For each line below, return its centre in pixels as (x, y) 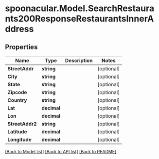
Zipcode (17, 92)
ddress (19, 29)
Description (79, 60)
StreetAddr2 (22, 124)
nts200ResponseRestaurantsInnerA (79, 19)
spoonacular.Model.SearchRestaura (80, 8)
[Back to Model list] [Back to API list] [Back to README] (61, 151)
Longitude (19, 140)
